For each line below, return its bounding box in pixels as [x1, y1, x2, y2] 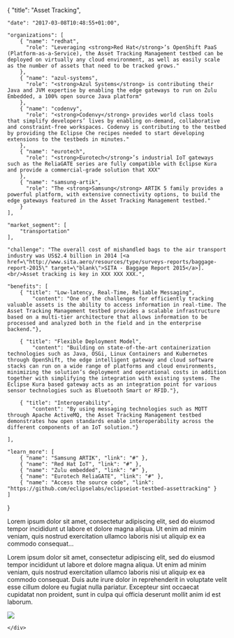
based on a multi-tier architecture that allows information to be [7, 314, 208, 321]
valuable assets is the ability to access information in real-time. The [7, 301, 227, 308]
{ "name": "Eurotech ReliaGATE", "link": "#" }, [20, 473, 164, 480]
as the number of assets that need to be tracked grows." [7, 62, 180, 69]
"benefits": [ [7, 283, 49, 290]
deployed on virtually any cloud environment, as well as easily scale [7, 56, 220, 63]
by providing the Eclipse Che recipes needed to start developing [7, 130, 205, 137]
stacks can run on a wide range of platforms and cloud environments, [7, 363, 217, 370]
